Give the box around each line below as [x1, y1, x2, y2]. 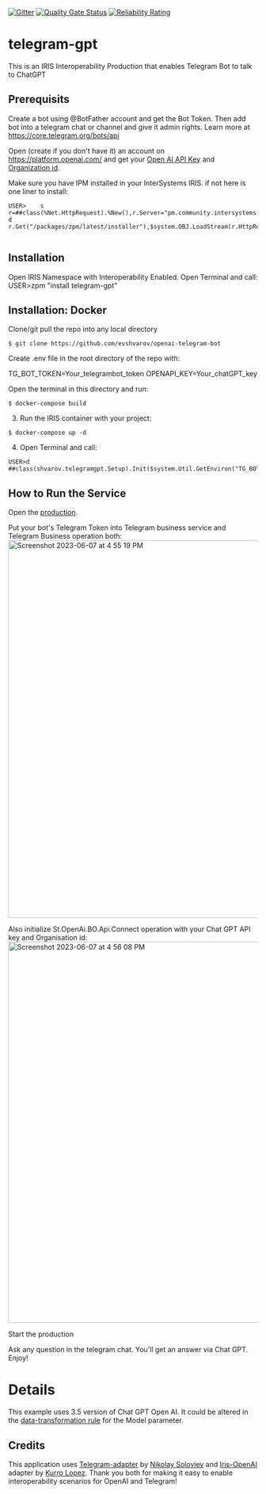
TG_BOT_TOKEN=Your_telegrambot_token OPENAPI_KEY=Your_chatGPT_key [8, 369, 258, 379]
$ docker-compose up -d [8, 429, 87, 437]
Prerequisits [8, 93, 70, 106]
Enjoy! [8, 1353, 29, 1363]
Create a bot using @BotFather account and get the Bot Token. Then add [8, 113, 246, 123]
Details [8, 1381, 55, 1399]
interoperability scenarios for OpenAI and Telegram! [8, 1476, 177, 1485]
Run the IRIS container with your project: [19, 414, 152, 423]
